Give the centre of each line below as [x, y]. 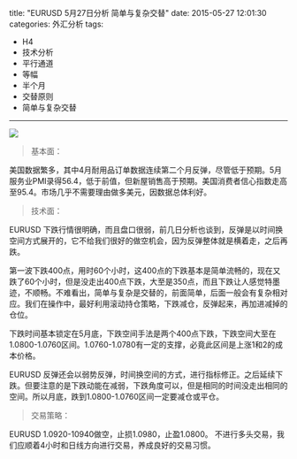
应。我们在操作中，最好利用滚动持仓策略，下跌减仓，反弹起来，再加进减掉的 [148, 304]
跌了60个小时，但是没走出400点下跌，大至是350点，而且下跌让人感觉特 [141, 282]
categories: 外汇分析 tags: [57, 24]
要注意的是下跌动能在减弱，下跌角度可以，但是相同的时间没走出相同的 [160, 386]
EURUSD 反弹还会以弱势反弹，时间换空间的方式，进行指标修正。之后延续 [142, 375]
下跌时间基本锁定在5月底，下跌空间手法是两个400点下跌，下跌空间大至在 [143, 333]
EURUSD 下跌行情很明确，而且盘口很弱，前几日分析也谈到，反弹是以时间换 [146, 229]
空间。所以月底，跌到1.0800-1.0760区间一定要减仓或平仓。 [117, 397]
